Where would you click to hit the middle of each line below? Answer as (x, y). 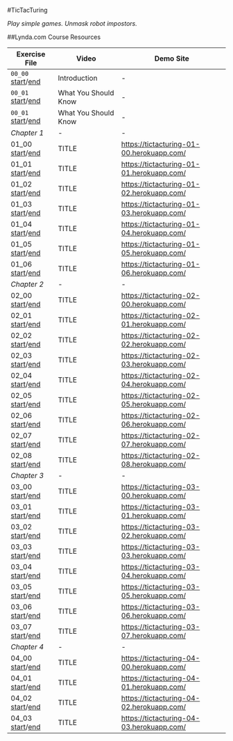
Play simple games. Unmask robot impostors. (72, 23)
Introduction (78, 78)
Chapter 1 (27, 133)
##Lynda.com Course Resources (54, 37)
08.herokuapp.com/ (153, 464)
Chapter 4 (27, 647)
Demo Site (172, 58)
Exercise (31, 54)
